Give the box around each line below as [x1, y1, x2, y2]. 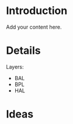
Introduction [6, 4, 68, 18]
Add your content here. [6, 23, 62, 30]
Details [6, 44, 41, 57]
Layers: [6, 63, 25, 70]
